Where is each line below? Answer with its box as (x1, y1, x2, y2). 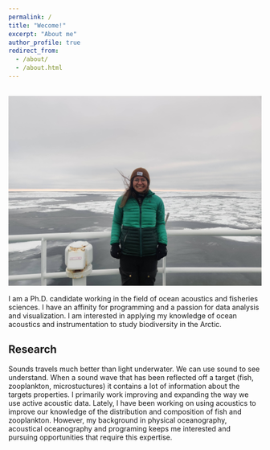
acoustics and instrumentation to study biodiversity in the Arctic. (8, 319, 223, 329)
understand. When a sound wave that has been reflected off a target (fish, (8, 372, 255, 382)
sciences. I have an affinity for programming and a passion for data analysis (8, 302, 260, 312)
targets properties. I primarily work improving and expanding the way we (8, 390, 249, 399)
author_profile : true (8, 39, 81, 47)
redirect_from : (8, 47, 59, 55)
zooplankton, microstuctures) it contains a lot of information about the (8, 381, 240, 391)
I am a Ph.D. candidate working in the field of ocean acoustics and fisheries (8, 293, 259, 303)
